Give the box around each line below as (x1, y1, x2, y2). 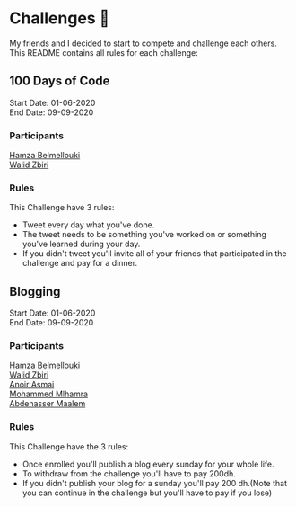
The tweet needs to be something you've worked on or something (22, 229, 267, 240)
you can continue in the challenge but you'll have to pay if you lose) (22, 487, 273, 498)
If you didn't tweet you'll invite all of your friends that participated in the (22, 248, 287, 259)
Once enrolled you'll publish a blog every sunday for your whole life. (22, 458, 274, 469)
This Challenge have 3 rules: (9, 202, 115, 213)
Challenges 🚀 (9, 8, 110, 29)
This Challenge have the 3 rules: (9, 440, 128, 452)
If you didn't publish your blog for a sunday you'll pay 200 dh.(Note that (22, 477, 287, 488)
